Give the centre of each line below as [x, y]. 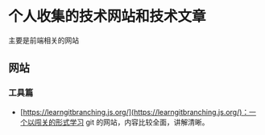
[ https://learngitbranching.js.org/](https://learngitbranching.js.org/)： [135, 112]
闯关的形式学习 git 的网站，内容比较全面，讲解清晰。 [122, 122]
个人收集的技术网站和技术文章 [108, 16]
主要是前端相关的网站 [43, 40]
